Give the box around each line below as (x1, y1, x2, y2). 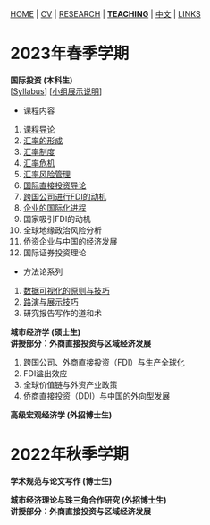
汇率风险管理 (22, 168, 71, 179)
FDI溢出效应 (22, 367, 68, 379)
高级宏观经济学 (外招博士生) (10, 409, 113, 420)
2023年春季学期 (10, 44, 130, 64)
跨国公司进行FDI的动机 (22, 191, 106, 202)
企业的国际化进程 (22, 202, 87, 213)
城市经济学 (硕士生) (10, 326, 81, 337)
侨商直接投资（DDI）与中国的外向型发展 (22, 390, 171, 401)
